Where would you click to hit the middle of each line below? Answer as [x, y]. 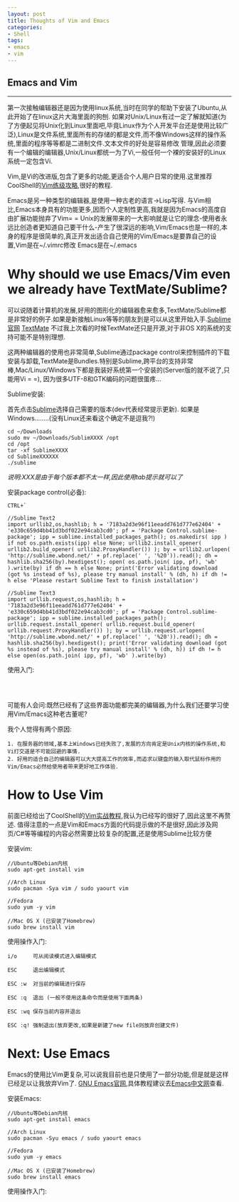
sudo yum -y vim [31, 907]
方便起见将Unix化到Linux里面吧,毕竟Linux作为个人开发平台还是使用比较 [118, 125]
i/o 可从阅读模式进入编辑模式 [52, 956]
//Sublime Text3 [31, 593]
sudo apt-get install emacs [49, 1119]
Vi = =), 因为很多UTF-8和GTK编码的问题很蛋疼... [90, 378]
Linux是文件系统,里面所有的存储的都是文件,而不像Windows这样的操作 [119, 134]
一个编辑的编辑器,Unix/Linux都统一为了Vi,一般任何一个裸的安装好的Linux [119, 152]
